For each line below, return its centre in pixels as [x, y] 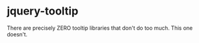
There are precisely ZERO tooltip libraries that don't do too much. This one [100, 28]
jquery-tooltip [42, 11]
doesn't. [17, 34]
